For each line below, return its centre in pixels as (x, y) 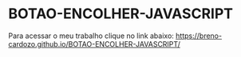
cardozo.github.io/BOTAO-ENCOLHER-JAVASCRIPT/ (95, 44)
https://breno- (198, 36)
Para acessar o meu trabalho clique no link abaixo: (91, 36)
